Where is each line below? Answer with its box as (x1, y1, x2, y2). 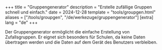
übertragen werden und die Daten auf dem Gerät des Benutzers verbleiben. (5, 39, 158, 45)
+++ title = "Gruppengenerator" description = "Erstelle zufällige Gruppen (5, 4, 152, 10)
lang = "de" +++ (5, 19, 38, 25)
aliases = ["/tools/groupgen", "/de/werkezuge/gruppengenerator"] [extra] (5, 15, 154, 20)
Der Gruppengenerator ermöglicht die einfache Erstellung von (5, 29, 130, 34)
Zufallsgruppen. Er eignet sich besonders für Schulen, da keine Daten (5, 34, 146, 40)
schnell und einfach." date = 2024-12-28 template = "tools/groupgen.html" (5, 9, 156, 15)
